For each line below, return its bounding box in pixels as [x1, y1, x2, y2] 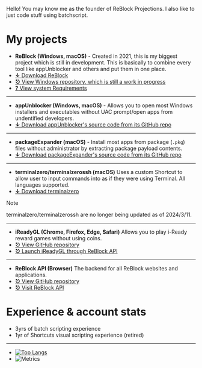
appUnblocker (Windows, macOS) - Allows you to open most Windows [14, 102, 193, 109]
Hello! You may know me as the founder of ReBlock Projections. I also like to [6, 5, 195, 12]
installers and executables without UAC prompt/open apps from [14, 108, 173, 115]
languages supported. [14, 181, 70, 189]
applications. [14, 271, 47, 278]
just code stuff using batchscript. [6, 11, 88, 19]
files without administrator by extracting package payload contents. [14, 145, 183, 152]
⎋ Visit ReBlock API [14, 284, 64, 291]
